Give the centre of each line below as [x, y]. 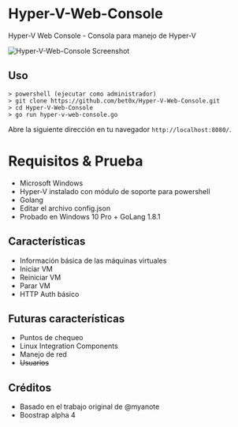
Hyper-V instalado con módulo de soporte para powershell [115, 191]
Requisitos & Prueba [76, 161]
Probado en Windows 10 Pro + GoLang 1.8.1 [90, 216]
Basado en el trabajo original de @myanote [89, 406]
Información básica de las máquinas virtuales [93, 260]
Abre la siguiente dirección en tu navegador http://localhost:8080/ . [120, 129]
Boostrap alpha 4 [48, 415]
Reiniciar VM [40, 277]
